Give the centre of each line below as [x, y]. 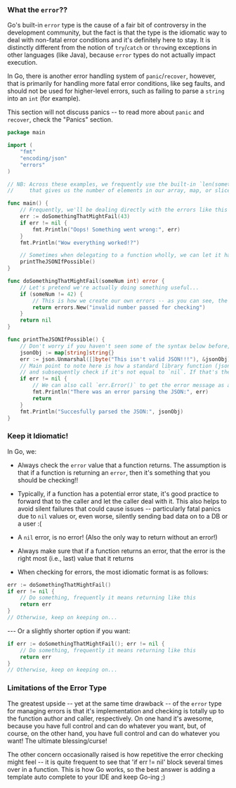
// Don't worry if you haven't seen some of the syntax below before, [125, 346]
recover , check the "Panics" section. [60, 120]
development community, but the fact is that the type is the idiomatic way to [117, 32]
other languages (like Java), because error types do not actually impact [111, 55]
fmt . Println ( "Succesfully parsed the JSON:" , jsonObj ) [102, 412]
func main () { [28, 203]
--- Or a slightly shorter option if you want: [69, 630]
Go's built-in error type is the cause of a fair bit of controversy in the [107, 25]
